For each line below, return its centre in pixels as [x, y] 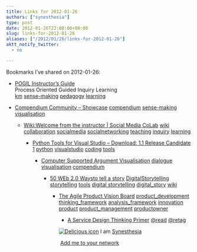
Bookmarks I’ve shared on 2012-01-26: [53, 72]
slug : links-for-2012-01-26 [41, 34]
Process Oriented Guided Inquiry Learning [66, 90]
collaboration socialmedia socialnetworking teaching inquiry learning [107, 131]
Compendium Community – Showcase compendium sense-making [96, 107]
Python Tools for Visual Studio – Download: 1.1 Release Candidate [111, 143]
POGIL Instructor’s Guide [45, 83]
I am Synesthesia [121, 231]
